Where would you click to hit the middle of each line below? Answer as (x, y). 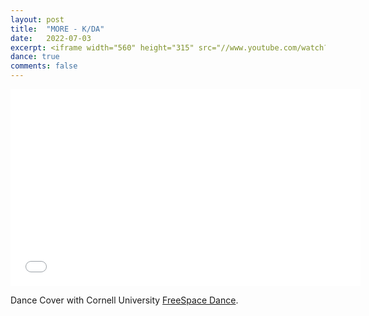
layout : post (37, 19)
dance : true (35, 57)
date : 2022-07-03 (51, 38)
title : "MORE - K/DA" (57, 29)
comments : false (44, 66)
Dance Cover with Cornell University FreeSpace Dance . (124, 300)
